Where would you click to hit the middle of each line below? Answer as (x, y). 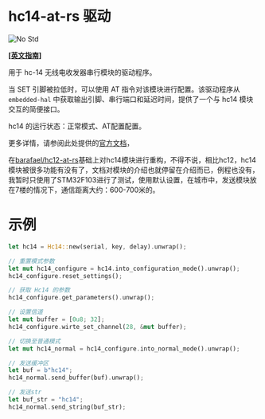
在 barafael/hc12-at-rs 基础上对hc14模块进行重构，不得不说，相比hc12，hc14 (132, 159)
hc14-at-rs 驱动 (60, 16)
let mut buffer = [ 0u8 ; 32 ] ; (57, 319)
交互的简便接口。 (36, 109)
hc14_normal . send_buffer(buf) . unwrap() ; (76, 378)
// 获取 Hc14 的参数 (39, 290)
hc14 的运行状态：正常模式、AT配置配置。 (77, 126)
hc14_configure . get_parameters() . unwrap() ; (82, 298)
